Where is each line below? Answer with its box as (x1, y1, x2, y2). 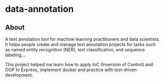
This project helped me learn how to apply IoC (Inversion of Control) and (5, 62, 153, 67)
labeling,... (5, 52, 26, 58)
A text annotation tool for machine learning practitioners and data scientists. (5, 36, 160, 42)
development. (5, 72, 33, 78)
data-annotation (5, 3, 74, 15)
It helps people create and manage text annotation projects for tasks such (5, 41, 156, 47)
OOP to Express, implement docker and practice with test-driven (5, 67, 137, 73)
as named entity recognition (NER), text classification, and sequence (5, 47, 145, 52)
